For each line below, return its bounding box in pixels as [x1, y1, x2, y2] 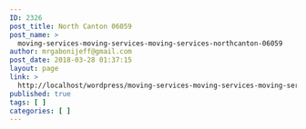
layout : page [9, 64, 59, 74]
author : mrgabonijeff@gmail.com [9, 47, 132, 56]
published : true [9, 89, 71, 98]
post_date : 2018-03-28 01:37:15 [9, 55, 132, 64]
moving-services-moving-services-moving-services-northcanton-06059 [17, 38, 283, 48]
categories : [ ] [9, 106, 71, 115]
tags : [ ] [9, 97, 47, 107]
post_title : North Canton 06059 [9, 22, 132, 31]
